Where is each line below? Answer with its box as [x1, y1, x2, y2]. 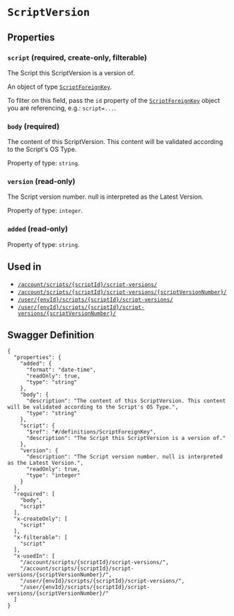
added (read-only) [7, 224, 69, 234]
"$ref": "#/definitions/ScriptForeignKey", [25, 429, 157, 436]
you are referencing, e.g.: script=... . [7, 104, 117, 112]
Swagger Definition [7, 329, 95, 341]
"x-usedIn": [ [13, 553, 55, 560]
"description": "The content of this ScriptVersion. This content [25, 397, 226, 405]
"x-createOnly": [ [13, 515, 69, 523]
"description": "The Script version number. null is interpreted [25, 453, 223, 461]
